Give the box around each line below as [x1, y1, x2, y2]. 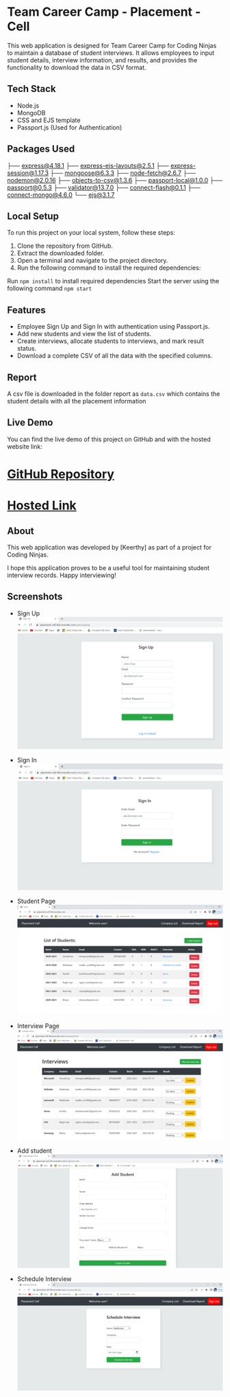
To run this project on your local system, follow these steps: [7, 228, 176, 237]
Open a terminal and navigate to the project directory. [16, 257, 168, 265]
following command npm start [7, 284, 92, 292]
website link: [7, 442, 43, 450]
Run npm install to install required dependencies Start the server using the [7, 277, 220, 285]
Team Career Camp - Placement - [7, 4, 201, 20]
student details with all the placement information [7, 397, 146, 405]
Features [7, 304, 46, 316]
